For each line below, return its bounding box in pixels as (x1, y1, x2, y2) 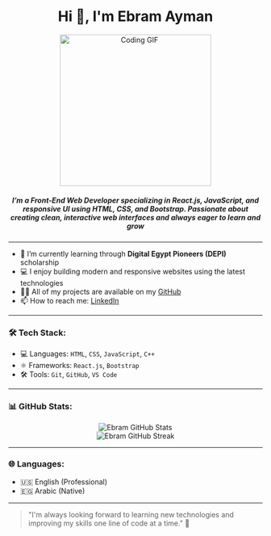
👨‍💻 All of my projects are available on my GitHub (19, 287, 181, 296)
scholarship (19, 258, 60, 267)
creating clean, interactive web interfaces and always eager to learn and (10, 212, 261, 222)
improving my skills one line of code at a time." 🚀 (27, 518, 190, 528)
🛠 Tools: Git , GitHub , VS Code (19, 370, 118, 379)
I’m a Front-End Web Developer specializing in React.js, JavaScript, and (11, 195, 260, 205)
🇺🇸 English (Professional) (19, 476, 107, 487)
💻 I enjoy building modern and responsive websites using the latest (19, 266, 246, 276)
